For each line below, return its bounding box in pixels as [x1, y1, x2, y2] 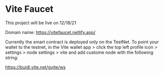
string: [5, 54, 18, 60]
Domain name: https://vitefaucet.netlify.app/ [5, 29, 96, 35]
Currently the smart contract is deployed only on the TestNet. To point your [5, 38, 159, 45]
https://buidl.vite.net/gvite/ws [5, 64, 66, 70]
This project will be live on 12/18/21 [5, 20, 77, 26]
